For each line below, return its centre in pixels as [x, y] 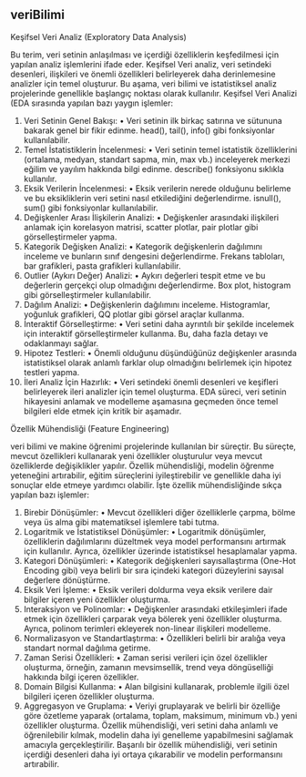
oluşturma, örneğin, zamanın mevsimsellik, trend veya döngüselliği [148, 667]
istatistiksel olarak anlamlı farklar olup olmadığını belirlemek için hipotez [158, 363]
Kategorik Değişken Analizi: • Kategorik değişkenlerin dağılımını [143, 246]
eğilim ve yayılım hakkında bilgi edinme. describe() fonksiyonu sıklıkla [154, 169]
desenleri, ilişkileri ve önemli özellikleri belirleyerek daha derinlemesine [143, 74]
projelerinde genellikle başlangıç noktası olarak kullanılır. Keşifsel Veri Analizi [154, 93]
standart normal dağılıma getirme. [87, 648]
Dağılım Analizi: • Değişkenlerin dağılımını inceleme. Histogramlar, [147, 304]
